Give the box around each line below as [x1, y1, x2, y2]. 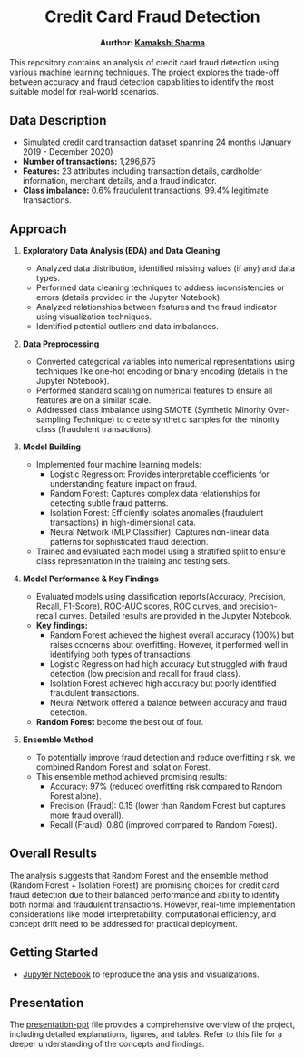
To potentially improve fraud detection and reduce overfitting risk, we [35, 752, 296, 763]
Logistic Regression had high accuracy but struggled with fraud [49, 659, 288, 670]
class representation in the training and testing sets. [35, 556, 230, 567]
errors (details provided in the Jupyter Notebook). [35, 292, 222, 303]
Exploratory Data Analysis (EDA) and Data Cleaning [22, 246, 221, 257]
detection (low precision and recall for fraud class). [49, 669, 241, 680]
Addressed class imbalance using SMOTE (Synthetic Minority [35, 405, 266, 416]
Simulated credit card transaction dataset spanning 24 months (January [22, 136, 292, 147]
